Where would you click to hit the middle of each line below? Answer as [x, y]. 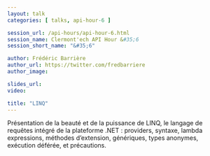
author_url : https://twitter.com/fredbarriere [76, 65]
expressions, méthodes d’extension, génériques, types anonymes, [103, 138]
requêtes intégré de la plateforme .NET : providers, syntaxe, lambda [105, 131]
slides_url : [24, 84]
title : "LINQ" [28, 103]
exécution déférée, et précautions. [57, 146]
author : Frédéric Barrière [47, 59]
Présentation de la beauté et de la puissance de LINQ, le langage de [105, 123]
